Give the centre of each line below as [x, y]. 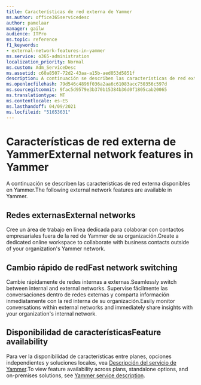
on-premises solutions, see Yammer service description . [76, 375]
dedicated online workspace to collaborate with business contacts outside [98, 242]
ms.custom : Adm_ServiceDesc [41, 67]
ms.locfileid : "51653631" [38, 112]
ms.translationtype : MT [36, 95]
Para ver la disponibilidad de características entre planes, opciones [89, 356]
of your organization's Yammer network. [56, 248]
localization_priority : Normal [45, 62]
